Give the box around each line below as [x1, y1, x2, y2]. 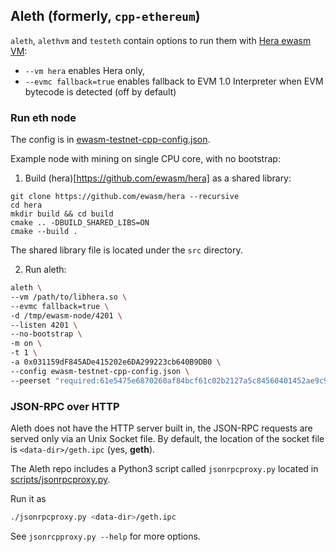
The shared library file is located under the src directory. [10, 244, 243, 256]
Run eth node [10, 110, 77, 124]
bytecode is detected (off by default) [24, 85, 177, 98]
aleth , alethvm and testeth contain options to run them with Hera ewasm [10, 34, 312, 46]
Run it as [10, 493, 47, 505]
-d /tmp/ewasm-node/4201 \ [10, 310, 123, 321]
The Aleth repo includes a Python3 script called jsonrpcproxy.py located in [10, 463, 319, 475]
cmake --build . [10, 227, 78, 237]
